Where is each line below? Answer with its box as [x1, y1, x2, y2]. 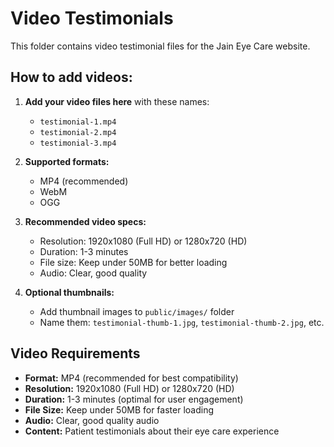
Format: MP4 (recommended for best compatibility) [24, 372, 239, 384]
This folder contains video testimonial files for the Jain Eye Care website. [10, 40, 311, 52]
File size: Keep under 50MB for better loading [39, 256, 228, 268]
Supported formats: [24, 155, 110, 167]
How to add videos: [10, 69, 133, 86]
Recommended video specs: [24, 215, 147, 227]
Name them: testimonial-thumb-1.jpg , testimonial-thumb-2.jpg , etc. [39, 316, 325, 328]
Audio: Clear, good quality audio [24, 414, 160, 426]
